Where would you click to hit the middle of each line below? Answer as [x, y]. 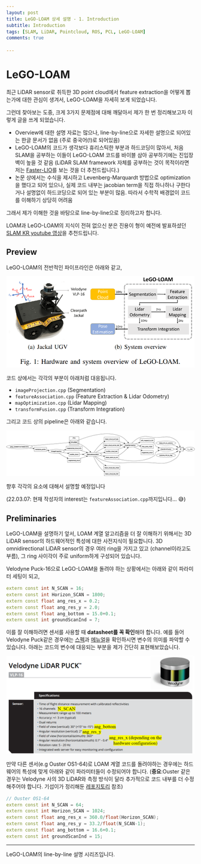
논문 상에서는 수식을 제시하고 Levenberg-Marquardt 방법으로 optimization [103, 177]
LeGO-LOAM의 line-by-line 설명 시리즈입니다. [61, 854]
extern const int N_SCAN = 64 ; [45, 805]
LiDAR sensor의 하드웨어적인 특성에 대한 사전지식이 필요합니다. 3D [85, 541]
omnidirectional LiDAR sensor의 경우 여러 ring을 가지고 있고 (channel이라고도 [99, 549]
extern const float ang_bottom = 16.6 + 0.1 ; [61, 830]
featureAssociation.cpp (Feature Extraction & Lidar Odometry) [92, 396]
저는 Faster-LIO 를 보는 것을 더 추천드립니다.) [67, 170]
